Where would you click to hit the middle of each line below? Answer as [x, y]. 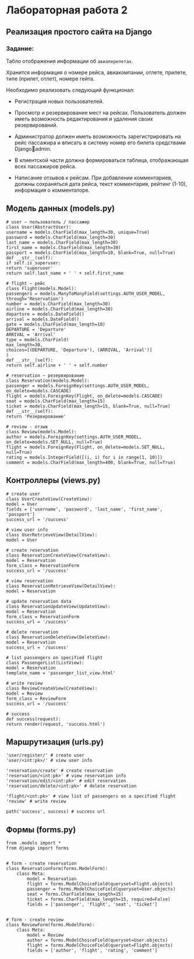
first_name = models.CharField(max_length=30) [64, 247]
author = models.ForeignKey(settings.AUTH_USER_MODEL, [74, 437]
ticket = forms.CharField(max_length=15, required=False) [99, 899]
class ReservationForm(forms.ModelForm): [57, 869]
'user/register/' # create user [45, 756]
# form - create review [35, 920]
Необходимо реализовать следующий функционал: [70, 90]
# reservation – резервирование [45, 375]
